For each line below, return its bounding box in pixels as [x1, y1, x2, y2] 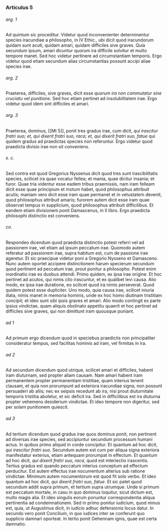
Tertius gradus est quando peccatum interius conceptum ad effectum [5, 462, 148, 469]
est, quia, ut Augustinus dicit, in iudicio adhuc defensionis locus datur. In [5, 505, 154, 511]
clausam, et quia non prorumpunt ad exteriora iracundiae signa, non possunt [5, 383, 163, 389]
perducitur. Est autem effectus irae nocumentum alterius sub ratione [5, 468, 146, 474]
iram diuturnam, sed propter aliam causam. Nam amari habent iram [5, 372, 143, 378]
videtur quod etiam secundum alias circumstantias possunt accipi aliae [5, 58, 151, 64]
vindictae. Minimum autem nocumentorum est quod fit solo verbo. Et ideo [5, 473, 156, 479]
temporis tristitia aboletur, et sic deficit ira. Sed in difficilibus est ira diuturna [5, 394, 161, 400]
